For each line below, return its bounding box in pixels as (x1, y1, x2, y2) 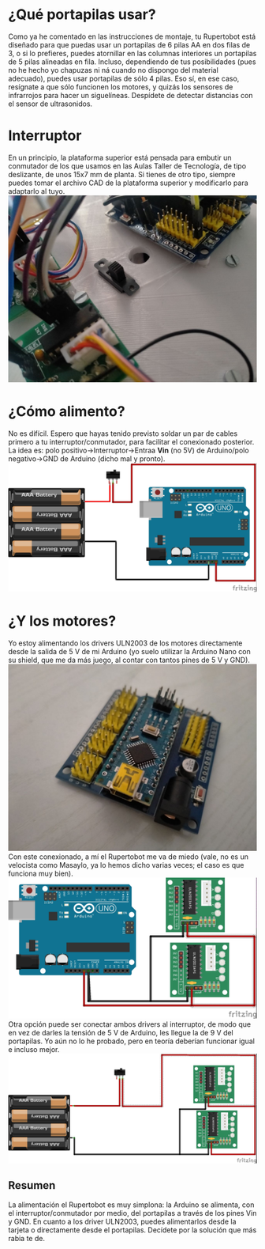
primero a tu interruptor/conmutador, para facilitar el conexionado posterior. (8, 437, 255, 446)
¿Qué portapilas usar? (8, 6, 156, 24)
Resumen (8, 1179, 56, 1192)
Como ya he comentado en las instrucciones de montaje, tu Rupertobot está (8, 32, 256, 41)
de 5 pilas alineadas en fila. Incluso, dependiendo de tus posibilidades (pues (8, 57, 256, 66)
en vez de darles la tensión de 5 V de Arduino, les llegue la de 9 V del (8, 1028, 234, 1038)
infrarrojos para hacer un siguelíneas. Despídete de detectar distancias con (8, 90, 254, 100)
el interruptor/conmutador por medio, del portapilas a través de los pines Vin (8, 1208, 257, 1217)
